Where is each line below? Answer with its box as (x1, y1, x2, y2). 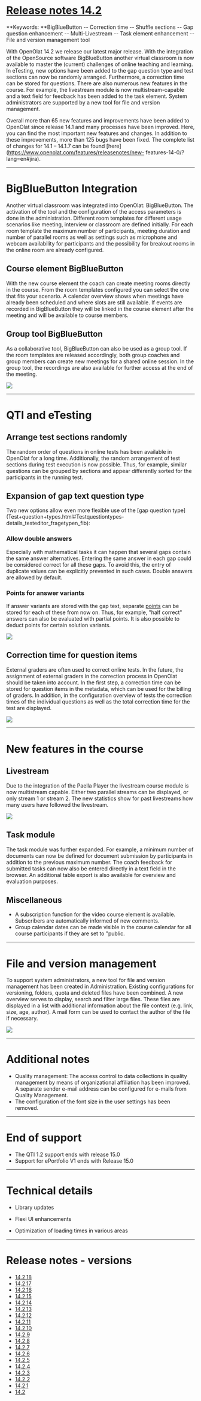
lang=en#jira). (6, 155, 41, 162)
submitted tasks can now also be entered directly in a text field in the (6, 865, 176, 872)
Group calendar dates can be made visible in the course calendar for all (14, 924, 191, 931)
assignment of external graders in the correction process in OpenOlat (6, 672, 178, 679)
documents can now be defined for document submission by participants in (6, 852, 193, 859)
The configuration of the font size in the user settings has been (14, 1098, 170, 1105)
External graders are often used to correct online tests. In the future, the (6, 666, 184, 673)
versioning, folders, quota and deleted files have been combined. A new (6, 989, 184, 996)
